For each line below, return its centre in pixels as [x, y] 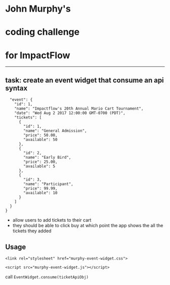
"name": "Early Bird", [47, 158]
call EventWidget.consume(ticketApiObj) [47, 276]
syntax [16, 88]
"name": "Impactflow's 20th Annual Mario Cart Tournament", [79, 109]
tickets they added [32, 231]
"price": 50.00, [40, 135]
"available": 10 [40, 193]
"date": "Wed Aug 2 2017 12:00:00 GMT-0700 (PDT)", [70, 113]
